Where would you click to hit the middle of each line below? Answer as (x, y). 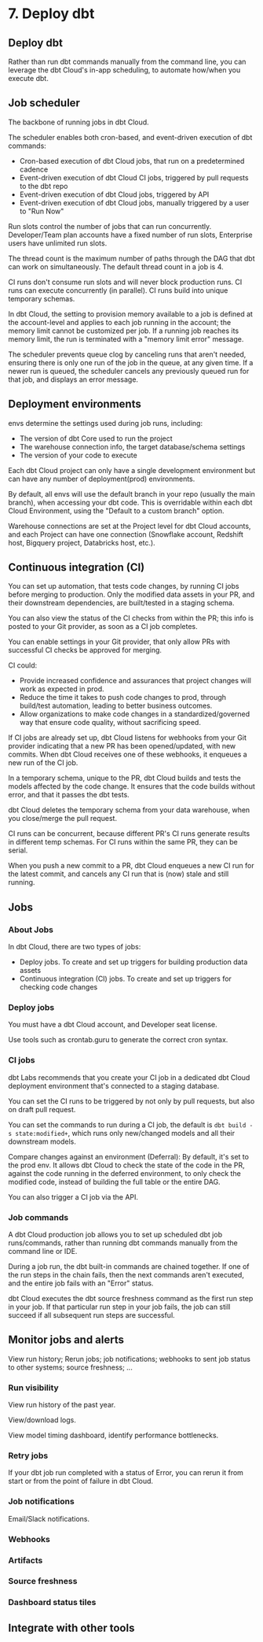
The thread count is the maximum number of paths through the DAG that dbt (131, 258)
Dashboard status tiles (52, 1603)
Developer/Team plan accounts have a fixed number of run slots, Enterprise (130, 235)
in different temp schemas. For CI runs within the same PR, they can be (123, 842)
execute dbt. (28, 78)
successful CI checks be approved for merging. (85, 650)
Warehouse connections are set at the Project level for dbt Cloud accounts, (130, 526)
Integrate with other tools (71, 1627)
